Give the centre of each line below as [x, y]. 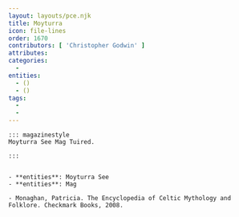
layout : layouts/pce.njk [50, 16]
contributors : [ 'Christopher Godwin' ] [77, 46]
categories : [28, 61]
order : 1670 [28, 38]
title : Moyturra [35, 23]
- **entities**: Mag [43, 184]
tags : [17, 98]
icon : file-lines [37, 31]
